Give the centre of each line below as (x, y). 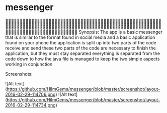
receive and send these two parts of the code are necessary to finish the (80, 48)
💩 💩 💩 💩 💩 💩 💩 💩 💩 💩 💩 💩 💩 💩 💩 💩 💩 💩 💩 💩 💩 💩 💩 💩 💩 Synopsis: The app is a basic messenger (84, 32)
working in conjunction (29, 64)
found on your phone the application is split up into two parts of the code (81, 42)
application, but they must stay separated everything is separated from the (82, 53)
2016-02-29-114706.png (30, 94)
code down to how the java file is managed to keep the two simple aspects (82, 59)
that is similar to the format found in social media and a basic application (80, 37)
